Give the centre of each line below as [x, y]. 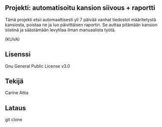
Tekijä [14, 81]
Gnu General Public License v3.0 [37, 66]
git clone [14, 120]
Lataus [15, 108]
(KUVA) [13, 39]
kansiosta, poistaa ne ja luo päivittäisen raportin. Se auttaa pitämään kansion [81, 25]
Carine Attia [17, 93]
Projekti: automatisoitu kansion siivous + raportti [80, 8]
